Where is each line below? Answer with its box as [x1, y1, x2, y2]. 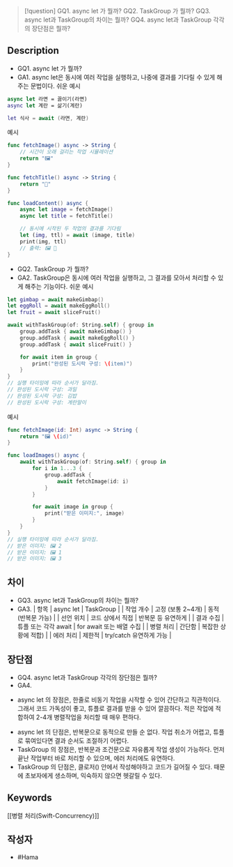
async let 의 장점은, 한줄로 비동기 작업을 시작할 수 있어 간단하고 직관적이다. [17, 695, 221, 704]
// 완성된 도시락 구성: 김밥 [7, 392, 77, 400]
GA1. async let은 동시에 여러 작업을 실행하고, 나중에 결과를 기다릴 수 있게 [17, 73, 216, 81]
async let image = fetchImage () [19, 206, 113, 213]
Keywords [7, 792, 52, 804]
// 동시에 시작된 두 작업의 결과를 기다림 [19, 225, 121, 232]
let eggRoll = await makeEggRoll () [7, 303, 111, 310]
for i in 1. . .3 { [32, 465, 82, 472]
